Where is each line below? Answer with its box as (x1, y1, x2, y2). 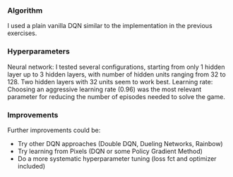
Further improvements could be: (7, 126, 101, 134)
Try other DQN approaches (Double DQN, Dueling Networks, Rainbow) (17, 139, 224, 147)
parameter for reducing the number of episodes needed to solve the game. (7, 92, 226, 100)
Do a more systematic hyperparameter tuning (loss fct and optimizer (17, 154, 217, 163)
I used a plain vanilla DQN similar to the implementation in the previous (7, 22, 213, 30)
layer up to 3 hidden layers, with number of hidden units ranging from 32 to (7, 70, 226, 79)
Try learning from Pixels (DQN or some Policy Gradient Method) (17, 147, 203, 155)
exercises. (7, 29, 37, 37)
